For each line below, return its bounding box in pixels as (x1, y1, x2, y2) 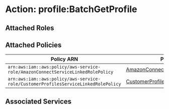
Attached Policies (5, 40, 62, 49)
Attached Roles (5, 24, 54, 32)
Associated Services (5, 97, 72, 105)
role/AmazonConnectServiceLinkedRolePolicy (8, 69, 114, 75)
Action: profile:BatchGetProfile (5, 4, 137, 15)
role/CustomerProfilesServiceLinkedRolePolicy (8, 81, 122, 87)
